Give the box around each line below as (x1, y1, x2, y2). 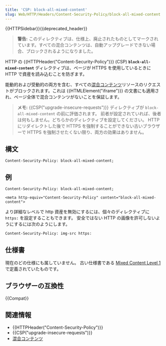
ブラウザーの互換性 (5, 282, 64, 290)
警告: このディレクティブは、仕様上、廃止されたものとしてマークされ (17, 36, 159, 42)
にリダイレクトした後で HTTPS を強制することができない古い (17, 123, 143, 129)
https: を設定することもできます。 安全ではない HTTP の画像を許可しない (5, 215, 156, 221)
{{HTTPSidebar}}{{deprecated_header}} (5, 25, 88, 31)
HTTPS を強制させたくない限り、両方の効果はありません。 (27, 129, 147, 135)
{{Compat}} (5, 295, 29, 301)
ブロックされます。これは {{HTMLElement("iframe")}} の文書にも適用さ (13, 88, 160, 94)
